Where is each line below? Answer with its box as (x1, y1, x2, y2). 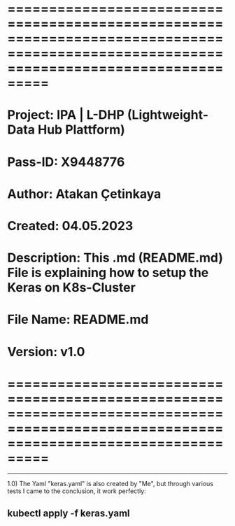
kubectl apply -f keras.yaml (7, 507, 131, 519)
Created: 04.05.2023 (7, 218, 134, 234)
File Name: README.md (7, 312, 149, 327)
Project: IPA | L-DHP (7, 107, 124, 123)
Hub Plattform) (37, 122, 126, 138)
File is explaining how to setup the (7, 265, 209, 280)
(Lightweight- (127, 107, 208, 123)
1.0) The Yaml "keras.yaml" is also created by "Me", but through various (7, 480, 213, 488)
